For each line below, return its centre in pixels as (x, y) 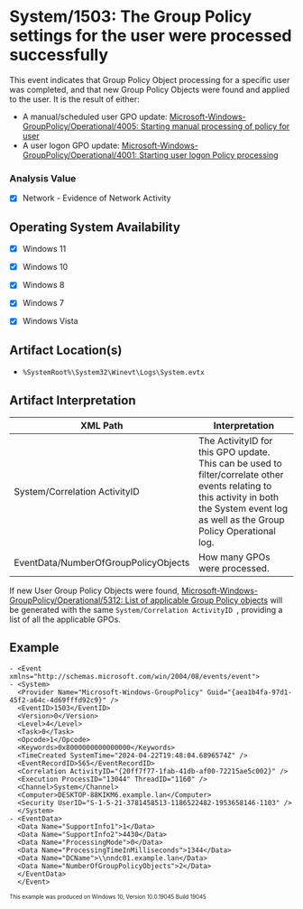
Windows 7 (43, 303)
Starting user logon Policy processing (209, 154)
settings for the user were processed (151, 36)
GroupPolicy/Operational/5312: (66, 600)
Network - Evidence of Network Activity (96, 198)
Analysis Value (43, 178)
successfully (59, 55)
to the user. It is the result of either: (74, 99)
